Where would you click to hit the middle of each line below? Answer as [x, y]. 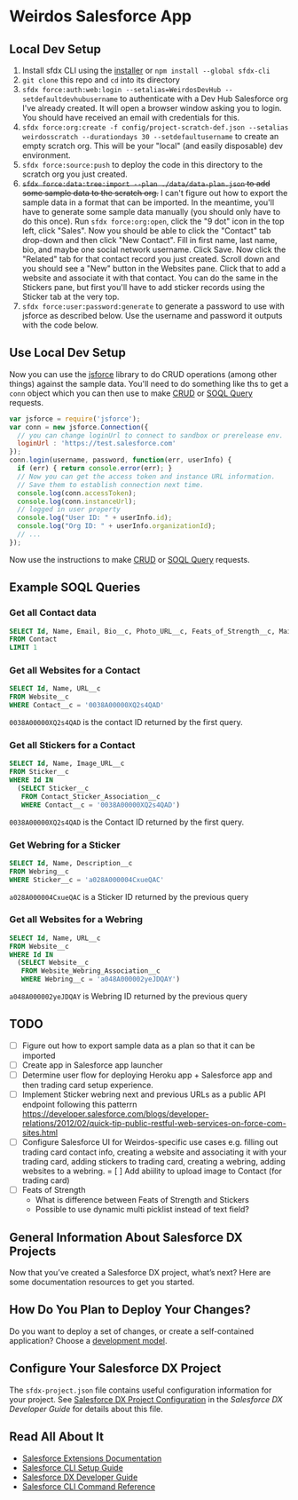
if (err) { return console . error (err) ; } [95, 469]
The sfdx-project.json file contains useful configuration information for [141, 1390]
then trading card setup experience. [87, 1086]
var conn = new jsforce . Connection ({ [79, 427]
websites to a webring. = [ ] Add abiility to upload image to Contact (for [152, 1171]
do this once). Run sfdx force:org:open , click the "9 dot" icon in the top [153, 221]
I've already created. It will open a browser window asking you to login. [152, 108]
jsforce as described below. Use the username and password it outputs [152, 316]
